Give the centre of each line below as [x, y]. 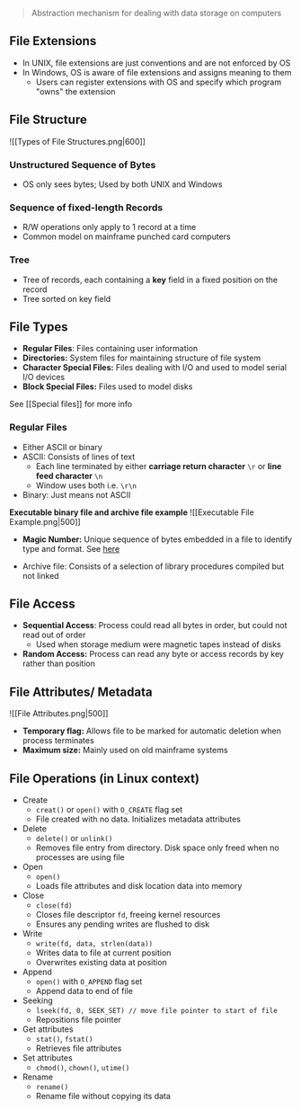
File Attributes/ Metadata [81, 692]
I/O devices [44, 377]
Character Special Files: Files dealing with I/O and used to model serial [155, 368]
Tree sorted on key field [66, 298]
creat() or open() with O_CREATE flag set [109, 810]
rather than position [59, 663]
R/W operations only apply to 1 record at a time [109, 227]
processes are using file [80, 857]
